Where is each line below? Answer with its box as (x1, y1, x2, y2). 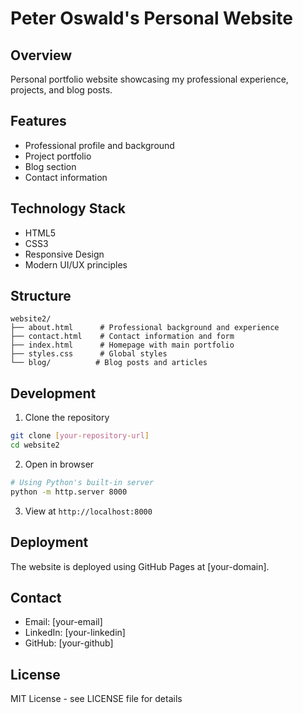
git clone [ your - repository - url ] (10, 431, 150, 441)
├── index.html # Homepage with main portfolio (10, 340, 235, 351)
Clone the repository (24, 412, 110, 424)
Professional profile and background (24, 139, 175, 151)
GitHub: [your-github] (24, 637, 114, 649)
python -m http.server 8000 (10, 487, 128, 497)
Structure (10, 288, 72, 305)
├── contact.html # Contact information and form (10, 332, 235, 342)
